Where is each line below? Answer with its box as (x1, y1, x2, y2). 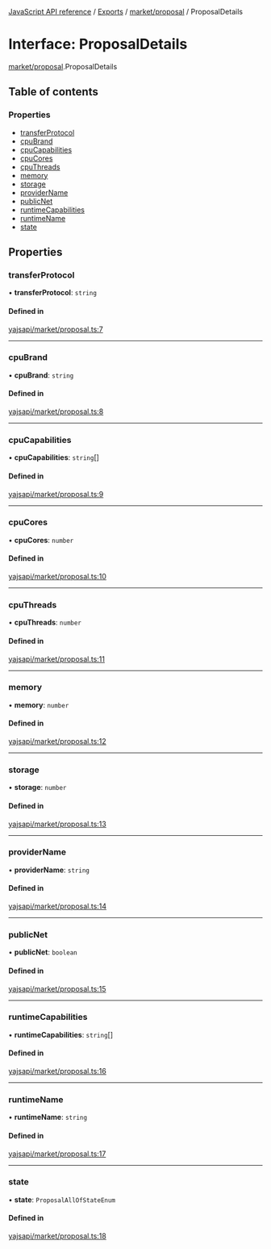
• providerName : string (8, 865, 90, 875)
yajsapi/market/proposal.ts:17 (8, 1149, 106, 1159)
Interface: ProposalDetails (8, 36, 188, 53)
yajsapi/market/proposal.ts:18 (8, 1231, 106, 1241)
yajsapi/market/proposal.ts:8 (8, 407, 104, 416)
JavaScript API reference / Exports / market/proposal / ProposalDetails (8, 7, 244, 16)
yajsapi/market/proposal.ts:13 (8, 819, 106, 829)
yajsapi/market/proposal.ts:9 (8, 489, 104, 499)
